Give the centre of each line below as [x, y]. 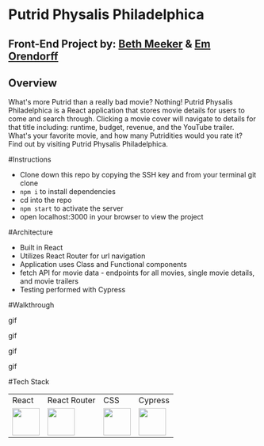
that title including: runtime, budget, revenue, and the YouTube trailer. [121, 128]
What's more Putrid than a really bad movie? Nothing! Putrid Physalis [121, 102]
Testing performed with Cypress [73, 290]
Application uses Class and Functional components [103, 265]
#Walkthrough [31, 305]
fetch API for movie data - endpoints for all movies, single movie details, [137, 273]
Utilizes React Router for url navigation [82, 256]
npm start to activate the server [72, 208]
